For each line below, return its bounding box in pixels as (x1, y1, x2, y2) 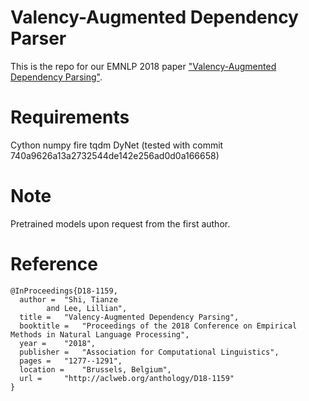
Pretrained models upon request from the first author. (10, 217, 231, 230)
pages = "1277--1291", (19, 356, 123, 366)
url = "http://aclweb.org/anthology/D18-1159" (19, 373, 235, 383)
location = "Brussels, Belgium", (19, 364, 172, 375)
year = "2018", (19, 338, 97, 348)
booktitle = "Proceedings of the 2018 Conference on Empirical (19, 321, 298, 331)
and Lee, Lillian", (46, 303, 128, 313)
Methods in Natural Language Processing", (10, 329, 190, 340)
